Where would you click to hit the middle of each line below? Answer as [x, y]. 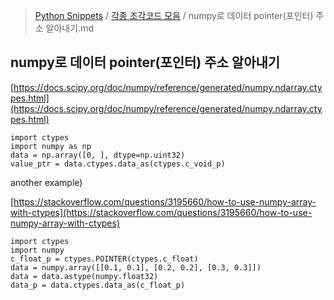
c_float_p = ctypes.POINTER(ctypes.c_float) [104, 259]
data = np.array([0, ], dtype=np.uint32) [98, 155]
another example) [46, 182]
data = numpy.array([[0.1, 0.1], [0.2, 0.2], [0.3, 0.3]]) [136, 267]
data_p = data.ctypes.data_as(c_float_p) [98, 285]
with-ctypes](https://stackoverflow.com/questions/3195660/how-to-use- [161, 212]
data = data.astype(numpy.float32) [84, 276]
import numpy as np [51, 146]
